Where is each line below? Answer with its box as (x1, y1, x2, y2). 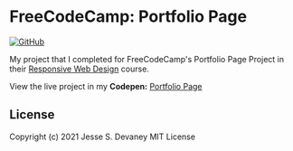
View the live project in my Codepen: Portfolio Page (9, 80, 203, 91)
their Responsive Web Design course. (9, 63, 149, 74)
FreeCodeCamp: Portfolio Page (9, 6, 247, 27)
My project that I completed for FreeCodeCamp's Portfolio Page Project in (9, 53, 285, 64)
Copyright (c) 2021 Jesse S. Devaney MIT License (9, 131, 196, 142)
